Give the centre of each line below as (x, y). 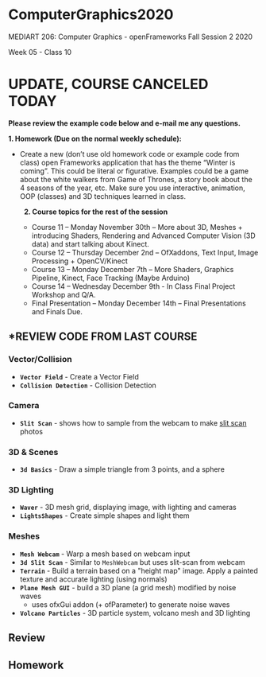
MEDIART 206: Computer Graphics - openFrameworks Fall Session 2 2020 (130, 37)
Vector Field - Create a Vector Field (79, 376)
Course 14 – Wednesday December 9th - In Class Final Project (133, 286)
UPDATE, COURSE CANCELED (108, 84)
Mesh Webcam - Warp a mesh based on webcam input (105, 554)
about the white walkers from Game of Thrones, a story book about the (136, 179)
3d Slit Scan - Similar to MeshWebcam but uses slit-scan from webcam (132, 562)
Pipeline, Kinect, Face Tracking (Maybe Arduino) (111, 278)
